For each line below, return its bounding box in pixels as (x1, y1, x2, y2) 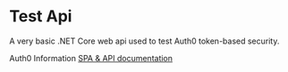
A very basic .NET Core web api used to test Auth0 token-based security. (9, 36, 280, 46)
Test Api (9, 6, 72, 27)
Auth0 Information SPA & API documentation (9, 52, 173, 63)
